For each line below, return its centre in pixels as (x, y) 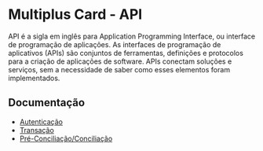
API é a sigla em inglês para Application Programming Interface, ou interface (132, 36)
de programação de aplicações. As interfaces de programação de (115, 44)
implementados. (34, 78)
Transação (37, 130)
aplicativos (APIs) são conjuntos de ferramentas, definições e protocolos (126, 53)
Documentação (46, 103)
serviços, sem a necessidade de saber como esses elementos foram (119, 69)
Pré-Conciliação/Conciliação (66, 138)
